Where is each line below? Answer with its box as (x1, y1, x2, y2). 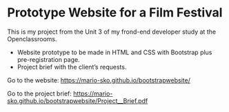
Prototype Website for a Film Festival (7, 5, 223, 21)
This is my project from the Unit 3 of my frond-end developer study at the (7, 27, 216, 36)
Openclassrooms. (7, 34, 57, 43)
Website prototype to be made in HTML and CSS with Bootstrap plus (17, 48, 212, 56)
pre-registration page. (17, 55, 81, 63)
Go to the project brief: (7, 89, 72, 98)
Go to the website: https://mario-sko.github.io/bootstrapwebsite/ (7, 76, 191, 84)
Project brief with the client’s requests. (17, 63, 127, 71)
